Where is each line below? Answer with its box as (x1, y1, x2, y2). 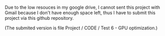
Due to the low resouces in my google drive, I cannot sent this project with (5, 5, 160, 10)
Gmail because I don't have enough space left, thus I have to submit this (5, 10, 156, 16)
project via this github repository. (5, 15, 74, 21)
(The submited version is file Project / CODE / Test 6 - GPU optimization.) (5, 25, 158, 31)
